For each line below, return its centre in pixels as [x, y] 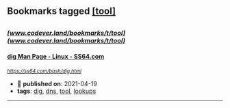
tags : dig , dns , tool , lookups [56, 91]
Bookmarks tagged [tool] [62, 11]
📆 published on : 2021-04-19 [57, 83]
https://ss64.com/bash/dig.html [44, 71]
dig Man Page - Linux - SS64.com [56, 57]
